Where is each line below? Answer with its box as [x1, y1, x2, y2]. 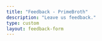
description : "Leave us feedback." [6, 14, 97, 20]
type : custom [6, 20, 39, 26]
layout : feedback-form [6, 25, 64, 32]
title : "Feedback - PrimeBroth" [6, 8, 88, 15]
